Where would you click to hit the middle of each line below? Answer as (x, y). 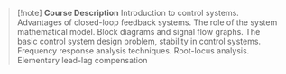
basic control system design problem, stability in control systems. (139, 41)
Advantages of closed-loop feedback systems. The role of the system (147, 22)
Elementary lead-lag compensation (82, 60)
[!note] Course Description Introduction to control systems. (128, 13)
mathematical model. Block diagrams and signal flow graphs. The (138, 32)
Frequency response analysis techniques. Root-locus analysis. (133, 51)
